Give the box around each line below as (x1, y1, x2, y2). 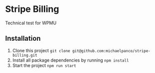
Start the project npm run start (12, 62, 76, 68)
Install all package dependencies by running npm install (12, 57, 129, 63)
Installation (5, 34, 41, 43)
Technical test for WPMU (5, 20, 57, 26)
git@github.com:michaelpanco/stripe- (72, 48, 151, 53)
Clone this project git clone (12, 47, 71, 53)
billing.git (12, 53, 37, 58)
